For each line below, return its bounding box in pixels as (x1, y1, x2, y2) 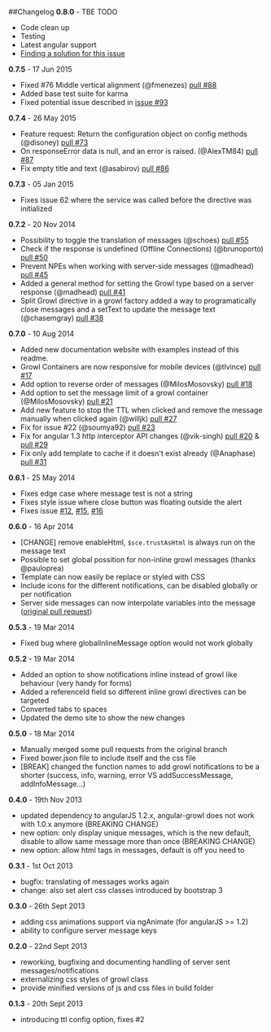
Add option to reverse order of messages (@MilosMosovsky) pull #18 (20, 379, 253, 389)
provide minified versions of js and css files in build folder (20, 983, 214, 992)
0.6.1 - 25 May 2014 (8, 473, 76, 483)
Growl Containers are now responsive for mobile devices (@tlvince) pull (20, 362, 261, 371)
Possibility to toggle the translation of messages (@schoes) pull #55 (20, 235, 250, 245)
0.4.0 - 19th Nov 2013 (8, 795, 83, 804)
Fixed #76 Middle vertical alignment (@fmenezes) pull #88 (20, 81, 217, 90)
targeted (20, 696, 50, 705)
